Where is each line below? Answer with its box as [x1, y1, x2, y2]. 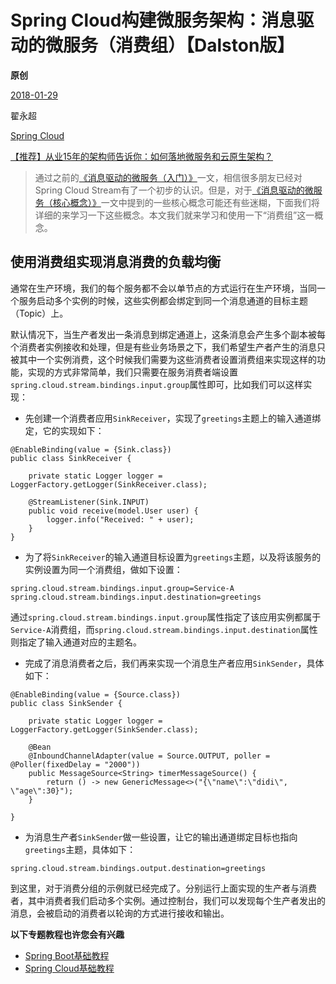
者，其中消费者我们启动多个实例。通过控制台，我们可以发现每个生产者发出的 [10, 894, 326, 906]
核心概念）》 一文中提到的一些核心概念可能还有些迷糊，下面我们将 [52, 196, 320, 208]
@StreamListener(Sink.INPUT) [28, 497, 150, 507]
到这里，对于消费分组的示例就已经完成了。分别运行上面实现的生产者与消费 [10, 882, 317, 894]
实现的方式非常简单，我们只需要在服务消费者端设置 [27, 366, 238, 378]
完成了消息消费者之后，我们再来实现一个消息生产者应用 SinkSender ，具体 [24, 657, 325, 669]
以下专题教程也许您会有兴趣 [10, 928, 125, 940]
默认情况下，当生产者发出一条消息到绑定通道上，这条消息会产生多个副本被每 [10, 328, 326, 340]
